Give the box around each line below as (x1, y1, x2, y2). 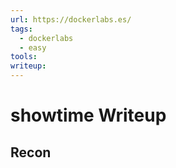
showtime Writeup (10, 104, 167, 127)
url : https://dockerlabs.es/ (10, 14, 132, 25)
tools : (10, 52, 38, 62)
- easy (19, 42, 47, 53)
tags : (10, 24, 33, 34)
